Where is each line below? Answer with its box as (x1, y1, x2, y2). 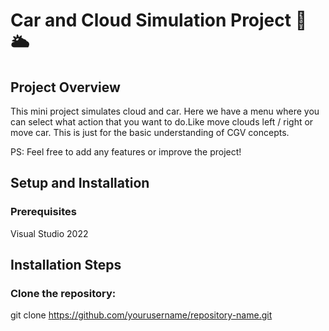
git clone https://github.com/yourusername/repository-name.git (10, 309, 273, 321)
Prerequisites (10, 205, 77, 219)
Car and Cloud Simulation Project (10, 9, 292, 32)
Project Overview (10, 79, 121, 96)
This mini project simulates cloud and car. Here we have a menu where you (10, 105, 320, 117)
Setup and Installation (10, 175, 150, 192)
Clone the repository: (10, 287, 117, 300)
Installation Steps (10, 257, 122, 274)
